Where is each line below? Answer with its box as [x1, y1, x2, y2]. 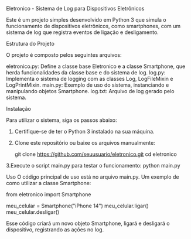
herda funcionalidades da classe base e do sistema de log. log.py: [6, 69, 166, 76]
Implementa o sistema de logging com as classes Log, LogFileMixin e [6, 76, 173, 82]
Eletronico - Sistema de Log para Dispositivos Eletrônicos [6, 5, 145, 12]
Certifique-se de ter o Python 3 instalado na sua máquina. [14, 128, 155, 135]
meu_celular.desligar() [6, 209, 60, 216]
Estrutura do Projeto [6, 40, 54, 47]
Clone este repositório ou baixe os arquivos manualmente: [14, 139, 155, 146]
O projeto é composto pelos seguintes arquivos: [6, 52, 122, 58]
